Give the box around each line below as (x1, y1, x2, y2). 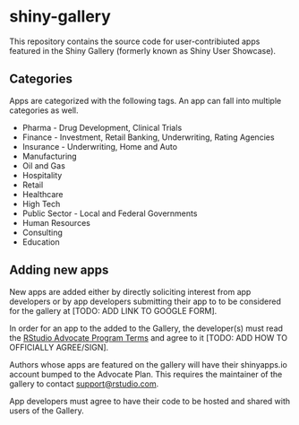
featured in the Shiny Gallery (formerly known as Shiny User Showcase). (9, 45, 276, 56)
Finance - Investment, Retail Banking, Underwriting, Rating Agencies (21, 132, 275, 143)
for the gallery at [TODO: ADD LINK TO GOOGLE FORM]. (9, 305, 218, 316)
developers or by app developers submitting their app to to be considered (9, 296, 282, 307)
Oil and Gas (21, 160, 65, 171)
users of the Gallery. (9, 405, 84, 416)
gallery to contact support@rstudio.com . (9, 378, 159, 389)
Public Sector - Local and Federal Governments (21, 208, 198, 219)
